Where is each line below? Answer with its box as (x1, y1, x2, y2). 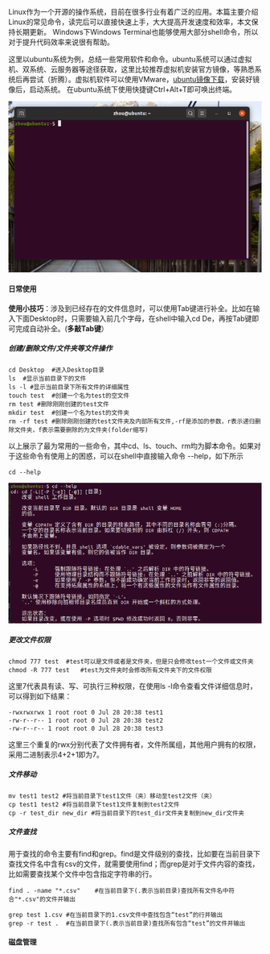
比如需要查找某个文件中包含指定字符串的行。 (8, 869, 157, 878)
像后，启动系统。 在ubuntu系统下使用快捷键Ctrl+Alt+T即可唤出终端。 (8, 85, 237, 94)
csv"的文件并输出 (25, 895, 76, 903)
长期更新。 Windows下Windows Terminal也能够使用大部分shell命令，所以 (14, 27, 259, 36)
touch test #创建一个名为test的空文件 (8, 392, 130, 400)
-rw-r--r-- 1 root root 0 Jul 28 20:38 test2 (8, 716, 163, 724)
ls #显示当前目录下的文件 (8, 374, 87, 383)
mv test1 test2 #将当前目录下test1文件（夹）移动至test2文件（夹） (8, 792, 216, 800)
